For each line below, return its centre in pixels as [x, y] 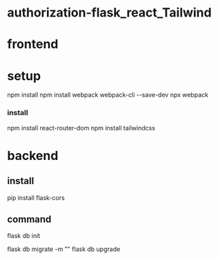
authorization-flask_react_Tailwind [109, 13]
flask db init [24, 236]
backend [33, 156]
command [29, 219]
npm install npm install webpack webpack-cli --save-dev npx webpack [108, 95]
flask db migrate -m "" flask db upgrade [64, 249]
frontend [33, 44]
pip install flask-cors [36, 197]
